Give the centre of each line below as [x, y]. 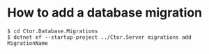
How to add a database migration [105, 13]
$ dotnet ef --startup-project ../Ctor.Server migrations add [99, 37]
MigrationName [28, 43]
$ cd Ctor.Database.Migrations [53, 31]
